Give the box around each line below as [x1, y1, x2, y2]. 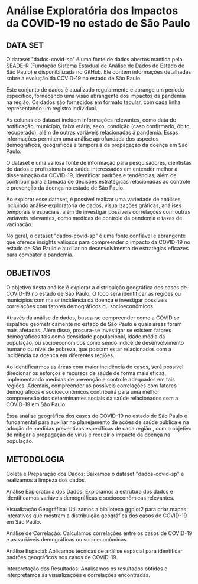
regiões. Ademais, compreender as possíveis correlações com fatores [6, 382, 177, 389]
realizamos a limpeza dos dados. [6, 477, 86, 484]
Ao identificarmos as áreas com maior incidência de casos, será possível [6, 363, 184, 370]
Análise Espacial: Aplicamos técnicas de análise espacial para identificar [6, 547, 183, 554]
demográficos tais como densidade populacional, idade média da [6, 332, 165, 340]
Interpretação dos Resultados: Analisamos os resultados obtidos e [6, 565, 168, 572]
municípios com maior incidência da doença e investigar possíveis [6, 296, 167, 304]
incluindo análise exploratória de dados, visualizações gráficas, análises [6, 202, 182, 209]
